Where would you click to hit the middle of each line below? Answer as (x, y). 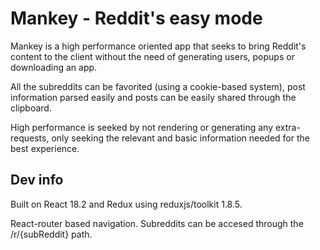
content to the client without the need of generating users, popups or (152, 56)
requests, (30, 138)
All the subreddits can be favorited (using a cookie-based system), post (158, 86)
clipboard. (31, 108)
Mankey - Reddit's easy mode (136, 18)
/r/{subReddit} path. (51, 234)
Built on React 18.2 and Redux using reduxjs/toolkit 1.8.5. (126, 204)
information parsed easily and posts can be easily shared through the (153, 97)
